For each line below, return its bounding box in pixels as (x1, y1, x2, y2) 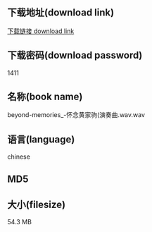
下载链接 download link (7, 27, 75, 35)
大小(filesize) (7, 199, 65, 211)
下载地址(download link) (7, 6, 115, 19)
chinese (7, 152, 30, 161)
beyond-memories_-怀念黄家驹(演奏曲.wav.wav (7, 111, 146, 119)
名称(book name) (7, 91, 83, 103)
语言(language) (7, 133, 75, 145)
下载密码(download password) (7, 49, 143, 61)
